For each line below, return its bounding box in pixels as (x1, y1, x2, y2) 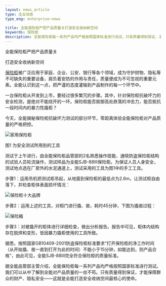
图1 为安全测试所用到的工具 (5, 143, 60, 148)
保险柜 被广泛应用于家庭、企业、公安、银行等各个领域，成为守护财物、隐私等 (5, 70, 161, 75)
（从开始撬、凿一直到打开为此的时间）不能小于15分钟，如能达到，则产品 (5, 247, 152, 252)
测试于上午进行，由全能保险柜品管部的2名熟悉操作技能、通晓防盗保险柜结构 (5, 153, 160, 158)
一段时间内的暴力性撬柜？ (5, 105, 57, 110)
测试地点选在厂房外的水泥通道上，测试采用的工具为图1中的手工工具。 (5, 165, 146, 171)
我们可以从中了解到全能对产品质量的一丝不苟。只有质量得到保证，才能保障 (5, 269, 157, 275)
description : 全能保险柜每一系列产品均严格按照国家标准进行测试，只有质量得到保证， (5, 35, 159, 39)
